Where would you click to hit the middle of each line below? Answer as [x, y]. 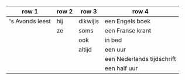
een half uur [121, 68]
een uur [115, 50]
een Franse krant [128, 30]
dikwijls [89, 21]
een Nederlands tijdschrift [141, 59]
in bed [113, 40]
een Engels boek [128, 21]
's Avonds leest [30, 21]
